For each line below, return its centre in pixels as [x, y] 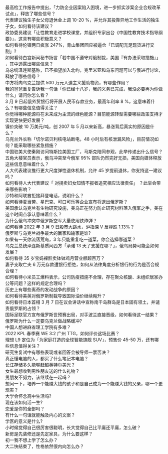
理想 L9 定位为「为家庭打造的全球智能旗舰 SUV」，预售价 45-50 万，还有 [80, 340]
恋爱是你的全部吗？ [25, 409]
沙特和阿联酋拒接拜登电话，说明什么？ [44, 195]
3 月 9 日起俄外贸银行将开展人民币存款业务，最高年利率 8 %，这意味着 [78, 101]
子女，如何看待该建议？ [29, 26]
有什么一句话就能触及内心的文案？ [40, 415]
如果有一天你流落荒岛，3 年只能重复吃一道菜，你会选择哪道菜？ [71, 239]
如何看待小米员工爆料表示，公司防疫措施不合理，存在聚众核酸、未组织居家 [82, 277]
